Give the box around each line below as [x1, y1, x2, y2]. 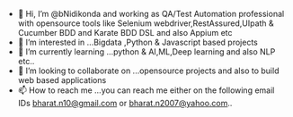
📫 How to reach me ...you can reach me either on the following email [17, 85, 275, 96]
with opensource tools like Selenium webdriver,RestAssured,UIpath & [17, 18, 274, 29]
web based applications [17, 75, 107, 85]
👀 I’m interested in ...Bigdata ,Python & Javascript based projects [17, 37, 258, 47]
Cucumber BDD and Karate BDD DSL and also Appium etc [17, 28, 233, 38]
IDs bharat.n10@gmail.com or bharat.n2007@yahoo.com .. [17, 98, 233, 108]
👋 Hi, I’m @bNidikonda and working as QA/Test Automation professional [17, 9, 285, 19]
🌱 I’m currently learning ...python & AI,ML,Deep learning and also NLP [17, 46, 276, 57]
